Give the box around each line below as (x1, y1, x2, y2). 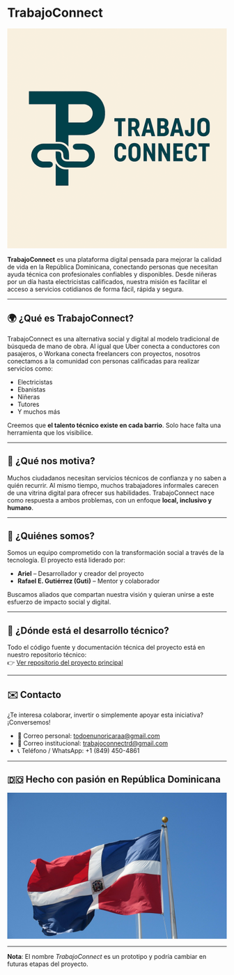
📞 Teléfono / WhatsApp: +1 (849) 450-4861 (17, 747, 140, 754)
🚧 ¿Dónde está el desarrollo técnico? (7, 625, 169, 637)
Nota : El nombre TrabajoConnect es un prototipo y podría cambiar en (7, 953, 207, 961)
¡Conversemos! (7, 718, 51, 727)
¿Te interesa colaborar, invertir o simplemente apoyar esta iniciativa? (7, 710, 204, 719)
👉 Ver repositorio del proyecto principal (7, 658, 123, 667)
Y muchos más (17, 407, 61, 416)
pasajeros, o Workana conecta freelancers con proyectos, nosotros (7, 349, 201, 357)
